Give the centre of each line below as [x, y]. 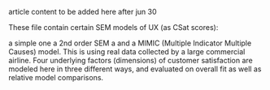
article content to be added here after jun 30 [83, 12]
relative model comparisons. [56, 77]
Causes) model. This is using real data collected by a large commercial [127, 51]
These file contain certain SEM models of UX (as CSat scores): [113, 27]
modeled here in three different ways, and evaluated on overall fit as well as [135, 69]
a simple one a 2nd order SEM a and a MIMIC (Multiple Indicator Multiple [130, 43]
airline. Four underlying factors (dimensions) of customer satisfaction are [131, 60]
